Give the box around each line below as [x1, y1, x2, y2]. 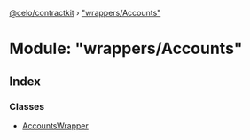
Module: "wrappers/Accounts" [9, 39, 243, 58]
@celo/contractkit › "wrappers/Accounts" [9, 8, 161, 18]
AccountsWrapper [21, 120, 89, 131]
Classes [9, 100, 45, 113]
